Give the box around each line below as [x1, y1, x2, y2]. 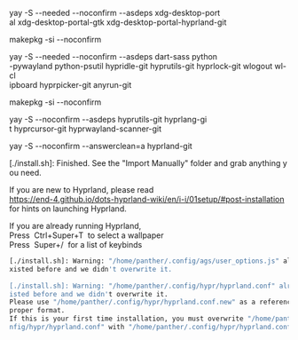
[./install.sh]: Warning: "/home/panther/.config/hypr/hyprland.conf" [9, 281, 276, 290]
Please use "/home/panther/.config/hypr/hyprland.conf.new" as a [9, 297, 255, 307]
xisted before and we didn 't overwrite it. [9, 265, 173, 273]
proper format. [9, 306, 66, 315]
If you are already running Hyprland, [9, 221, 142, 231]
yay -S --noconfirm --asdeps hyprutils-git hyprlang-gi [9, 115, 208, 124]
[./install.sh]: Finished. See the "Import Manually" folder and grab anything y [9, 158, 288, 168]
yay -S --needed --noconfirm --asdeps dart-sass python [9, 51, 218, 61]
